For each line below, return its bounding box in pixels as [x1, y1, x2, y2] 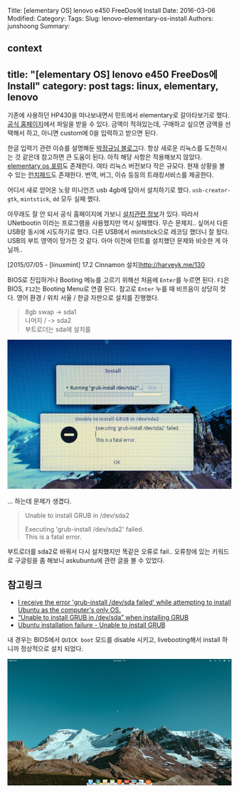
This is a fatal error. [24, 532, 82, 541]
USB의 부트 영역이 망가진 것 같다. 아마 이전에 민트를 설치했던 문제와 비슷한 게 [7, 237, 221, 245]
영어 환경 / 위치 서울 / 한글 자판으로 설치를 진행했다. [16, 294, 159, 302]
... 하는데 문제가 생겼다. [7, 497, 72, 505]
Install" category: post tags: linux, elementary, [7, 80, 219, 92]
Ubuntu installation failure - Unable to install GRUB [17, 621, 166, 629]
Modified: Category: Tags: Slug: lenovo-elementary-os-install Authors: [7, 14, 214, 23]
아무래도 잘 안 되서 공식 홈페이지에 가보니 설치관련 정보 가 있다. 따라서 [7, 209, 199, 219]
